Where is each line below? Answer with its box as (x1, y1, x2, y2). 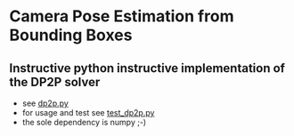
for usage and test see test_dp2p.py (21, 108, 155, 117)
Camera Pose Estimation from (9, 6, 234, 27)
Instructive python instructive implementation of (9, 60, 285, 76)
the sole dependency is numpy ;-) (21, 117, 147, 127)
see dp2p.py (21, 98, 69, 108)
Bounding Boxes (9, 25, 133, 45)
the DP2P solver (9, 74, 101, 90)
